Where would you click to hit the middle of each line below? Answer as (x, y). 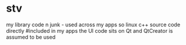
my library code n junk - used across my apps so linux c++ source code (93, 25)
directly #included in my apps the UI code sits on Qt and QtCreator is (89, 30)
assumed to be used (31, 37)
